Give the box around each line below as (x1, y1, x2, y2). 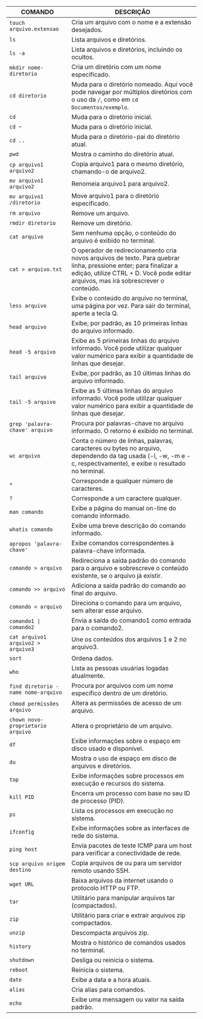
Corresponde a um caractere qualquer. (71, 494, 182, 502)
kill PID (9, 794, 34, 800)
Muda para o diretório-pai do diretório (71, 133, 180, 141)
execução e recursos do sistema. (71, 779, 166, 787)
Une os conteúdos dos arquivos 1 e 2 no (71, 635, 187, 644)
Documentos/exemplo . (71, 103, 129, 111)
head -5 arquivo (9, 349, 56, 355)
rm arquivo (9, 210, 40, 217)
